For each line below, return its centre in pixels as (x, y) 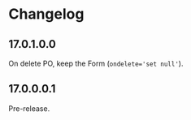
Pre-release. (29, 108)
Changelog (46, 14)
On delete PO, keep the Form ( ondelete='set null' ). (96, 63)
